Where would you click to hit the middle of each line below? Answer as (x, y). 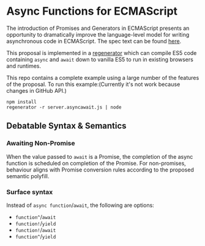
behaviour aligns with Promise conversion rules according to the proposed (100, 170)
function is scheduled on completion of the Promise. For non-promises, (96, 163)
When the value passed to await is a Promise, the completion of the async (100, 156)
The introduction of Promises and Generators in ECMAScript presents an (98, 28)
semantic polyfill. (28, 176)
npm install (21, 102)
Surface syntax (30, 192)
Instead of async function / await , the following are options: (80, 205)
